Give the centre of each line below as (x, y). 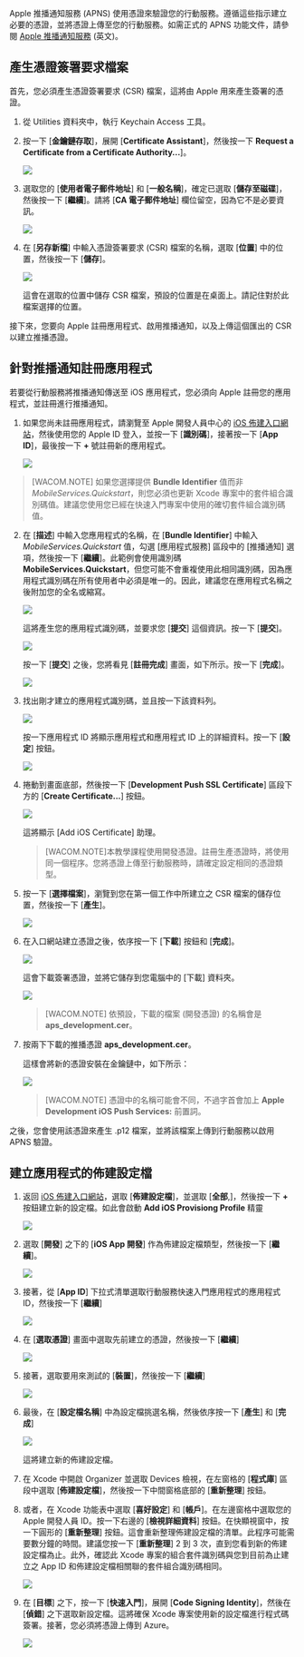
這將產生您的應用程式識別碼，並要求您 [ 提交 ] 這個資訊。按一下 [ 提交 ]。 (155, 628)
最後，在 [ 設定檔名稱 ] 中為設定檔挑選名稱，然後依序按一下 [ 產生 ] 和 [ (150, 1412)
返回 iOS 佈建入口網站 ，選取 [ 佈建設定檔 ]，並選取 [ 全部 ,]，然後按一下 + (155, 1197)
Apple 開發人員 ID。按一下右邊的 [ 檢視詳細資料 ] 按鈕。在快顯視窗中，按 (156, 1521)
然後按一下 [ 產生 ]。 (74, 905)
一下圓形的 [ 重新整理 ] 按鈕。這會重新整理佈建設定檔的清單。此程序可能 (154, 1533)
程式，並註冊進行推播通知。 (61, 403)
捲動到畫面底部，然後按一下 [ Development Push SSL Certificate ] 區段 (153, 784)
